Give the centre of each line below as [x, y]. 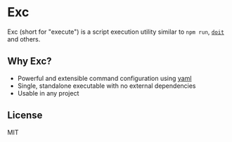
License [25, 116]
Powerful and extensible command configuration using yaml [104, 78]
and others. [24, 39]
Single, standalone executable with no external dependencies [107, 86]
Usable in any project [48, 93]
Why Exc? [30, 62]
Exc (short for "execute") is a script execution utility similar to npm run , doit [116, 32]
